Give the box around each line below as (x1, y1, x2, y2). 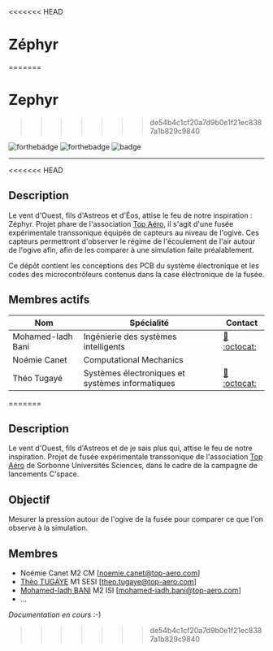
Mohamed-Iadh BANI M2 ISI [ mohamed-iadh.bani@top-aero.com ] (19, 585, 241, 595)
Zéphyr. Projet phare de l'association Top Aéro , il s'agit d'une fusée (8, 219, 234, 228)
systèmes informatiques (83, 377, 175, 388)
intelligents (83, 341, 126, 352)
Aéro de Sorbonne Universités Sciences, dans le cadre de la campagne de (8, 461, 258, 471)
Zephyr (8, 91, 59, 109)
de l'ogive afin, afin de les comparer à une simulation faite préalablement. (8, 245, 254, 254)
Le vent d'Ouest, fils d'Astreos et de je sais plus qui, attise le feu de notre (8, 443, 253, 454)
